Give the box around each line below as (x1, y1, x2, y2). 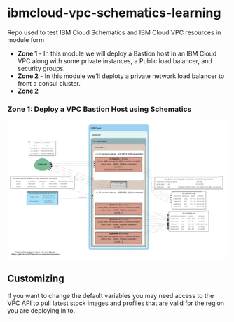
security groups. (17, 64, 65, 72)
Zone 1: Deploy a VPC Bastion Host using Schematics (7, 104, 192, 114)
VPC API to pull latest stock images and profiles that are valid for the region (7, 299, 225, 307)
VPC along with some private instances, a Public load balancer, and (17, 56, 212, 65)
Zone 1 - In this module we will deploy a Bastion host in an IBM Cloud (17, 49, 217, 58)
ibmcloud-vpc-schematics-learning (7, 5, 221, 21)
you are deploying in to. (7, 306, 76, 314)
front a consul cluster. (17, 79, 81, 87)
